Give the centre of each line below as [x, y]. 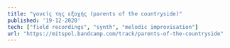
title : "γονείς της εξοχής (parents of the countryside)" [95, 14]
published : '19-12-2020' [44, 20]
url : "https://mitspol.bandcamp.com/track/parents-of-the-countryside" [115, 34]
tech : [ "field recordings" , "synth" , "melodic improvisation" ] [103, 27]
